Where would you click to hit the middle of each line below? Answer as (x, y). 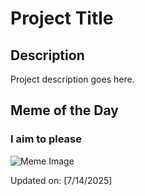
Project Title (62, 18)
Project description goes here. (72, 79)
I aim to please (46, 139)
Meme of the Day (64, 110)
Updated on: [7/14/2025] (61, 180)
